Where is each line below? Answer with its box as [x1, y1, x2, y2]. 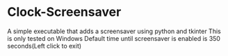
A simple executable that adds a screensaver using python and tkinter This [7, 27, 221, 35]
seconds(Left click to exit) [7, 41, 82, 50]
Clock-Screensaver [7, 4, 122, 20]
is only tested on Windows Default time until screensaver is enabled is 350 [7, 34, 221, 42]
